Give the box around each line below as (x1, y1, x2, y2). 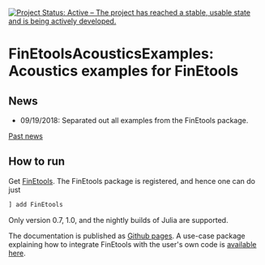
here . (8, 248, 26, 258)
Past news (8, 131, 43, 141)
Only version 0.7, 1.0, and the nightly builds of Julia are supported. (8, 215, 229, 224)
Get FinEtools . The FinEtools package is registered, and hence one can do (8, 176, 255, 186)
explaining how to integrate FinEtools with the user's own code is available (8, 239, 257, 249)
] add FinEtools (8, 200, 63, 208)
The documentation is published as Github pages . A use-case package (8, 231, 246, 241)
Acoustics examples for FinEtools (8, 62, 239, 80)
